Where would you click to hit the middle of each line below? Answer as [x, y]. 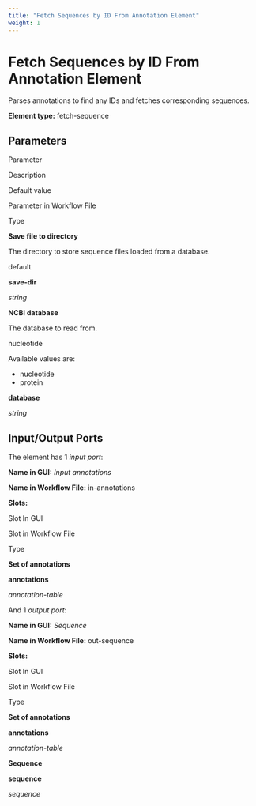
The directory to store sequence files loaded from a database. [109, 252]
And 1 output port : [38, 610]
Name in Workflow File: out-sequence [71, 641]
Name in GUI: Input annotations [60, 473]
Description [27, 175]
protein [31, 382]
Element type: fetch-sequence [58, 116]
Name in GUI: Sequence [47, 626]
